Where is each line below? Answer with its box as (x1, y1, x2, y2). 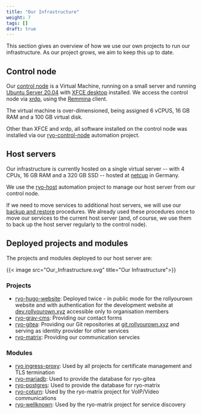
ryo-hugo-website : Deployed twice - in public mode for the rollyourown (14, 295, 193, 302)
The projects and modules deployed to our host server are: (6, 254, 153, 261)
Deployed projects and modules (6, 238, 128, 249)
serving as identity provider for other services (14, 327, 129, 334)
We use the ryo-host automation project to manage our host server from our (6, 183, 196, 191)
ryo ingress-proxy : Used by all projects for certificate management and (14, 363, 192, 370)
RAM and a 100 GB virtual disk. (6, 113, 83, 121)
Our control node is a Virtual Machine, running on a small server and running (6, 82, 197, 90)
